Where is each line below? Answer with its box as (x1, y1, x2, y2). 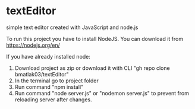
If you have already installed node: (6, 53, 91, 60)
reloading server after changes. (14, 96, 92, 103)
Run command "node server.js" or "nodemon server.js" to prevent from (14, 89, 189, 97)
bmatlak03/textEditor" (14, 70, 70, 78)
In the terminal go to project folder (14, 77, 99, 84)
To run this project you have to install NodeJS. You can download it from (6, 35, 183, 42)
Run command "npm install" (14, 83, 84, 90)
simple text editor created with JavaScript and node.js (6, 24, 139, 31)
